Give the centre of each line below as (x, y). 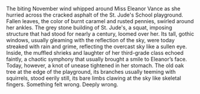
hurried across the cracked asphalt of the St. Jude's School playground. (95, 15)
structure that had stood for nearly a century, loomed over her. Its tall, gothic (100, 34)
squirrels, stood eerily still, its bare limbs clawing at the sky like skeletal (94, 78)
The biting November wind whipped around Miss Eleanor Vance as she (93, 9)
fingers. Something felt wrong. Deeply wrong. (62, 84)
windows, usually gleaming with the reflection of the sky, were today (90, 40)
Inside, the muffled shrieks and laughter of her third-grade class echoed (95, 53)
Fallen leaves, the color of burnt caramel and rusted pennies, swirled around (100, 21)
